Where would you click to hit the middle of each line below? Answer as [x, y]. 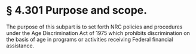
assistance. [20, 46]
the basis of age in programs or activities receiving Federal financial [90, 39]
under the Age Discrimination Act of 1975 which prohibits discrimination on [98, 33]
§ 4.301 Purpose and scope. [77, 10]
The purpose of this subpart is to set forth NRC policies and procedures [94, 27]
